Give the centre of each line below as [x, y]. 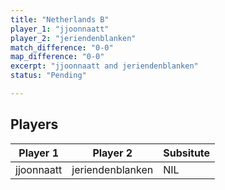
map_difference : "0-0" [57, 57]
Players [34, 124]
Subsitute [187, 153]
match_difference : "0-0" [62, 47]
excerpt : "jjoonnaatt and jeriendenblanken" [104, 66]
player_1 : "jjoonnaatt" [60, 29]
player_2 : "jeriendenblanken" [73, 38]
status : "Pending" [48, 76]
